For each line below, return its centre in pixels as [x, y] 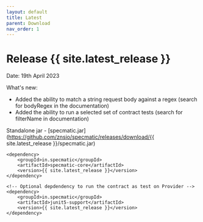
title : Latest [24, 18]
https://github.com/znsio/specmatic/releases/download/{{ [81, 137]
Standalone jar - [27, 131]
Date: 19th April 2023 [33, 76]
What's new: [22, 88]
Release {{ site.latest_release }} [88, 59]
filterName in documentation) [52, 119]
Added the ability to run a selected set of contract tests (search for [99, 113]
